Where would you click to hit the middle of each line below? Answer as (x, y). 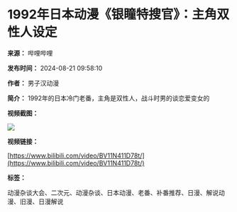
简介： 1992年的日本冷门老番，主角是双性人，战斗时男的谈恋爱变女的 (109, 98)
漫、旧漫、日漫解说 (35, 201)
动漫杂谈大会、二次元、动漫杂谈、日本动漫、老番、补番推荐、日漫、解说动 (116, 192)
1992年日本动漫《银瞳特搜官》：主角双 (118, 14)
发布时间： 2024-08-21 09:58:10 (55, 68)
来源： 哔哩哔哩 (30, 53)
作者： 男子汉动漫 (33, 83)
